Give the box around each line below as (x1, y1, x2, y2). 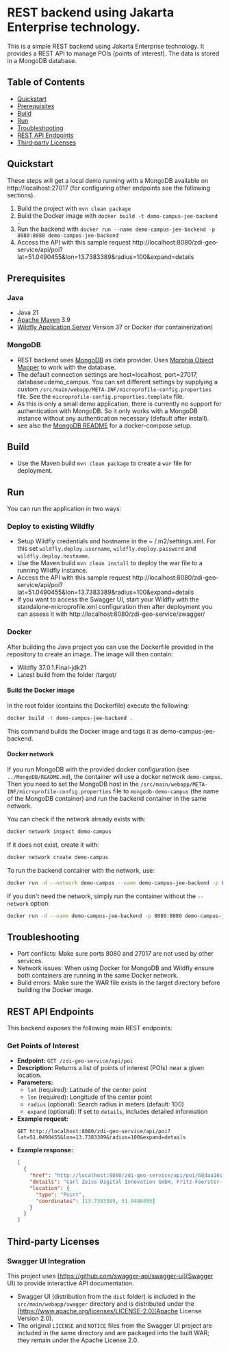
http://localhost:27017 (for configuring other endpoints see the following (7, 184, 211, 192)
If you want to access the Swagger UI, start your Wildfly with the (16, 595, 200, 604)
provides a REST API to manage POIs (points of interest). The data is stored (7, 49, 220, 58)
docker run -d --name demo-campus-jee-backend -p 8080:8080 (7, 913, 183, 919)
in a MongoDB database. (7, 56, 77, 64)
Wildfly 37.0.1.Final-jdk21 (16, 663, 87, 671)
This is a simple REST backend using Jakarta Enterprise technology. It (7, 42, 205, 50)
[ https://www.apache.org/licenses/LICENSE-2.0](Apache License (16, 1306, 202, 1315)
